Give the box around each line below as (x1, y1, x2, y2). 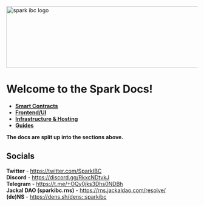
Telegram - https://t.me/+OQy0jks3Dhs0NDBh (6, 180, 123, 187)
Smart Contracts (15, 102, 58, 109)
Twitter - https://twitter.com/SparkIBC (6, 167, 102, 174)
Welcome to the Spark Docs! (6, 82, 153, 96)
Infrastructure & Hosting (15, 115, 78, 122)
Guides (15, 122, 34, 129)
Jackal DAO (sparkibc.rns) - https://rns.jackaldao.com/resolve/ (6, 187, 166, 194)
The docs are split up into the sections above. (6, 133, 124, 140)
